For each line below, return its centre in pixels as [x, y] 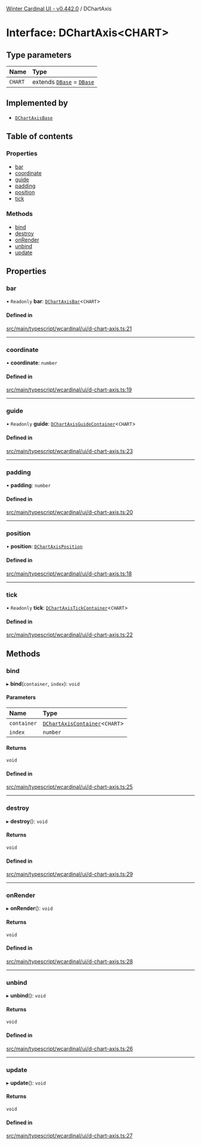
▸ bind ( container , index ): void [43, 683]
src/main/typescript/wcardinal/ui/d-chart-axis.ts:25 [70, 787]
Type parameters [39, 55]
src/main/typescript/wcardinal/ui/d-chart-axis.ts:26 [70, 1048]
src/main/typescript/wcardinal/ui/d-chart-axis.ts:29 [70, 874]
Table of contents [39, 136]
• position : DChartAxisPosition [44, 546]
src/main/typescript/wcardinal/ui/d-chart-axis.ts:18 [69, 573]
